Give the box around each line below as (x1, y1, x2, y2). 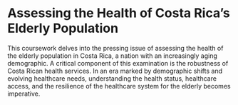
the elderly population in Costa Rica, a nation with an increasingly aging (7, 51, 217, 60)
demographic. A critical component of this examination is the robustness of (7, 59, 229, 67)
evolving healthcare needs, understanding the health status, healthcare (7, 74, 217, 83)
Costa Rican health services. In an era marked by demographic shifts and (7, 66, 223, 75)
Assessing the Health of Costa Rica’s (7, 5, 230, 21)
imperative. (7, 89, 41, 98)
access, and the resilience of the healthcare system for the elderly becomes (7, 81, 231, 90)
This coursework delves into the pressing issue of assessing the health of (7, 44, 224, 52)
